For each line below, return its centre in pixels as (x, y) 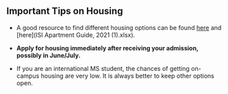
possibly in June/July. (48, 55)
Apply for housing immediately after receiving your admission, (107, 48)
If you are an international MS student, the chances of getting (103, 68)
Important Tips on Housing (65, 11)
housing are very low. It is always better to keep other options (128, 76)
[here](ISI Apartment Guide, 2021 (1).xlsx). (76, 35)
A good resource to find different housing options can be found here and (119, 27)
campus (28, 76)
